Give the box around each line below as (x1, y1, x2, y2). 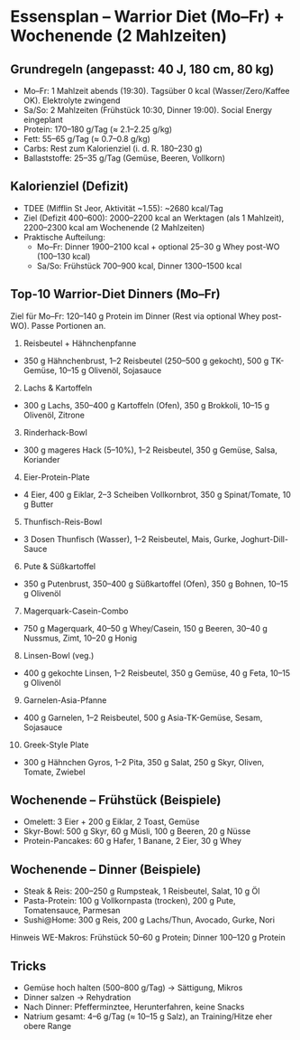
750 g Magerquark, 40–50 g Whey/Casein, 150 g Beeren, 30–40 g (23, 623, 268, 633)
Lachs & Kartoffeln (23, 382, 93, 393)
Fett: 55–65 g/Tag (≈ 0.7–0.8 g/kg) (23, 134, 151, 144)
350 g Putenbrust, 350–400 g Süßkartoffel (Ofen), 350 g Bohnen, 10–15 (23, 578, 289, 589)
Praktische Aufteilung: (23, 231, 106, 242)
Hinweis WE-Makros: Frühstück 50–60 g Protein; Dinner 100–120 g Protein (10, 932, 286, 943)
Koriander (23, 454, 60, 464)
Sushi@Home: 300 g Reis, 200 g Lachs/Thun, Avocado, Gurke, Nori (23, 914, 276, 925)
